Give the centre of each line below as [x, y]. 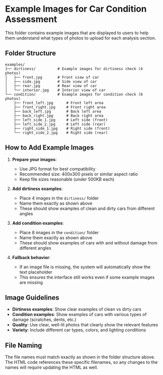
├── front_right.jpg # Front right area [60, 107]
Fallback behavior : [31, 257]
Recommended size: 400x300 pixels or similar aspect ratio [79, 174]
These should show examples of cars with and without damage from [88, 243]
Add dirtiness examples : [37, 188]
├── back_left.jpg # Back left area [58, 111]
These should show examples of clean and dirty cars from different [87, 208]
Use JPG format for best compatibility [57, 169]
